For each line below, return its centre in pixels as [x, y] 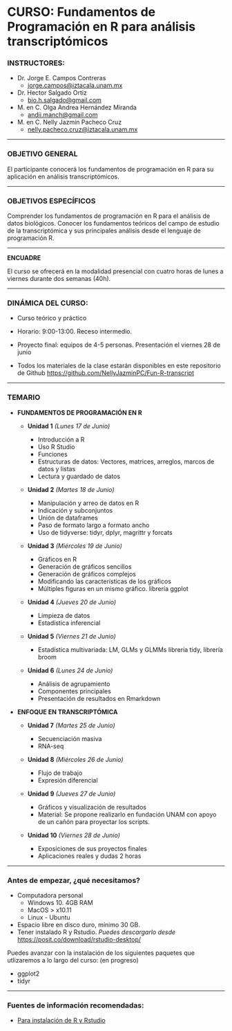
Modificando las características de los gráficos [104, 581]
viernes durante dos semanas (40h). [59, 279]
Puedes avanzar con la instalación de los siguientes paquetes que [101, 953]
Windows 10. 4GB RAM [60, 902]
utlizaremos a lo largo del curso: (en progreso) [73, 960]
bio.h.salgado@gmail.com [65, 100]
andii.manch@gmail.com [62, 115]
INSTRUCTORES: [36, 63]
